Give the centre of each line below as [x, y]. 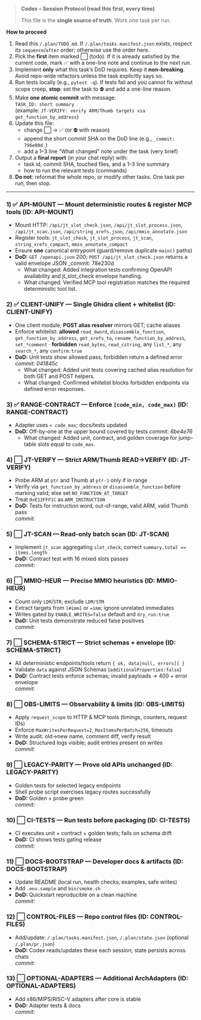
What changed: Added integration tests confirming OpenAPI [98, 270]
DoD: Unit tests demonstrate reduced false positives [80, 621]
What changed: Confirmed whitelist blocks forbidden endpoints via [106, 382]
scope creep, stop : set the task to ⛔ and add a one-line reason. [93, 89]
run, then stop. [33, 183]
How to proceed [26, 32]
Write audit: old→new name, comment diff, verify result [83, 736]
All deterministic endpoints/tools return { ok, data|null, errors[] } [100, 663]
